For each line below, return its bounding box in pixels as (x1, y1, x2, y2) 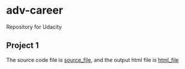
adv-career (6, 4, 63, 17)
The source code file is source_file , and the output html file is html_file (6, 56, 179, 63)
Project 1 (6, 40, 39, 51)
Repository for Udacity (6, 23, 62, 30)
